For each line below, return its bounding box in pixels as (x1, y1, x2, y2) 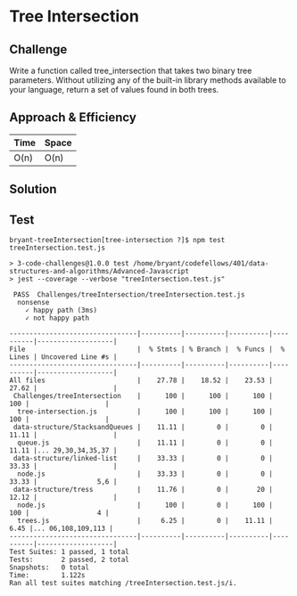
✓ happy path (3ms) (25, 306, 98, 315)
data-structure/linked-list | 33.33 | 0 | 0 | (12, 454, 274, 463)
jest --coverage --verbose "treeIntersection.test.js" (17, 274, 226, 284)
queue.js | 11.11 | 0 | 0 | (17, 438, 274, 447)
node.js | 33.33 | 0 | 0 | (17, 469, 274, 478)
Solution (9, 182, 57, 197)
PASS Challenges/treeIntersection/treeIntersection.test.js (12, 290, 245, 299)
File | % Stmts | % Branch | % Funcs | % (9, 345, 285, 354)
